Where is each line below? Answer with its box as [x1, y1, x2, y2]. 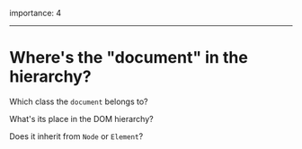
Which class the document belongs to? [9, 96, 148, 107]
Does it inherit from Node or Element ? [9, 130, 144, 142]
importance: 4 [9, 8, 62, 18]
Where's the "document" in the [9, 48, 249, 68]
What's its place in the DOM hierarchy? [9, 113, 155, 124]
